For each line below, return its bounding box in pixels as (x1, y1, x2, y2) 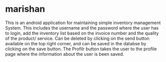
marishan (5, 3, 45, 15)
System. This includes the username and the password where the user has (5, 25, 159, 31)
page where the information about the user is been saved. (5, 51, 125, 57)
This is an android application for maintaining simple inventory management (5, 20, 161, 26)
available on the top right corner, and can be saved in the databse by (5, 40, 147, 46)
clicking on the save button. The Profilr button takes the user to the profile (5, 46, 157, 52)
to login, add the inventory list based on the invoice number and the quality (5, 30, 159, 36)
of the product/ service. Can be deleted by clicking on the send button (5, 35, 150, 41)
